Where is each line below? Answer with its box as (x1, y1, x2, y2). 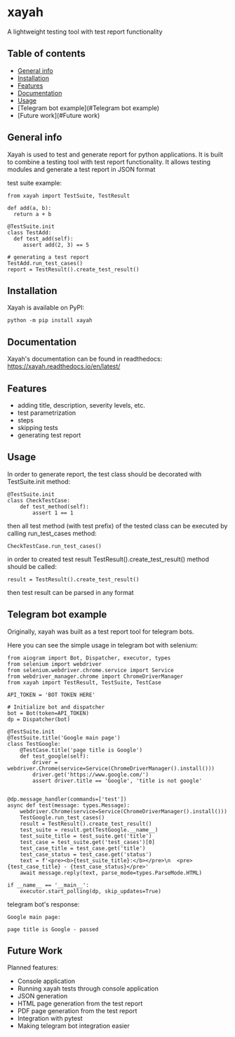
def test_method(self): (20, 503, 90, 510)
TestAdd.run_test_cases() (7, 260, 83, 267)
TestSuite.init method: (7, 477, 71, 486)
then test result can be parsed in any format (7, 588, 135, 596)
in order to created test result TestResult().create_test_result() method (7, 555, 209, 563)
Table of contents (7, 48, 86, 60)
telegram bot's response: (7, 899, 80, 909)
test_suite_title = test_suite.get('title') (20, 832, 152, 839)
